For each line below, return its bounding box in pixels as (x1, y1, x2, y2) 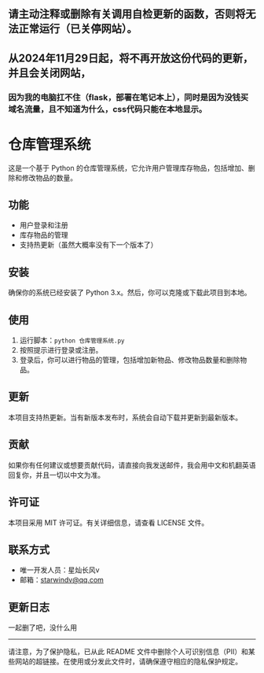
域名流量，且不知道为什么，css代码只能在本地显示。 (8, 103, 207, 114)
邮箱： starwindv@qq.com (19, 575, 104, 585)
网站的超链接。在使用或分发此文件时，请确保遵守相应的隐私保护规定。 (14, 656, 242, 667)
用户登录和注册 (19, 220, 68, 230)
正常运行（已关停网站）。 (18, 22, 137, 35)
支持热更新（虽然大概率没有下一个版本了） (19, 240, 158, 250)
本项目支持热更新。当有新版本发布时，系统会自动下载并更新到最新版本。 (8, 412, 242, 422)
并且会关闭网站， (8, 66, 91, 80)
